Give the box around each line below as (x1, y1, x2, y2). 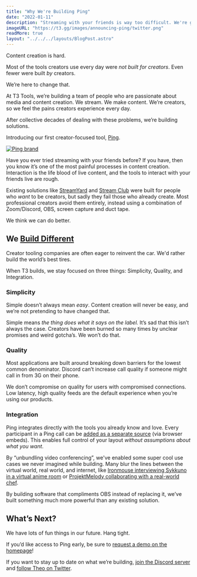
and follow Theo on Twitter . (6, 565, 72, 572)
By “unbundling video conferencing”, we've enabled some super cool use (6, 454, 184, 461)
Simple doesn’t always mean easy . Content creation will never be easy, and (6, 301, 189, 308)
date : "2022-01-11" (6, 14, 54, 20)
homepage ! (6, 547, 34, 554)
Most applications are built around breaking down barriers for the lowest (6, 360, 181, 367)
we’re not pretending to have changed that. (6, 308, 110, 315)
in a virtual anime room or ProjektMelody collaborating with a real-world (6, 472, 180, 479)
